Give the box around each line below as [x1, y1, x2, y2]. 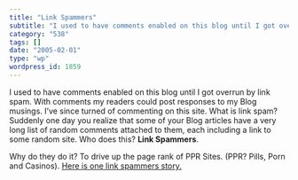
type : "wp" [9, 54, 50, 63]
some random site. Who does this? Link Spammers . [9, 134, 200, 145]
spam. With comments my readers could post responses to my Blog [9, 96, 257, 106]
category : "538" [9, 29, 69, 38]
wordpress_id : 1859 [9, 63, 82, 72]
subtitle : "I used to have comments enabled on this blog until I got [9, 21, 276, 30]
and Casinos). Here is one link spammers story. [9, 160, 182, 171]
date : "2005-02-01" [9, 46, 82, 55]
